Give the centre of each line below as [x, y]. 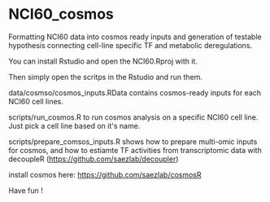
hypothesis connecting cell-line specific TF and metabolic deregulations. [131, 45]
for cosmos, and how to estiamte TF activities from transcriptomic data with [135, 150]
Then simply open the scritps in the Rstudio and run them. [106, 77]
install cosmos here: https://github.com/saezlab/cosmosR [105, 174]
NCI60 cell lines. [36, 101]
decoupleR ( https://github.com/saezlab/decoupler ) [94, 159]
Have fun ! [26, 190]
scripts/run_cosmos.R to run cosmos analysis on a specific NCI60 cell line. [133, 117]
